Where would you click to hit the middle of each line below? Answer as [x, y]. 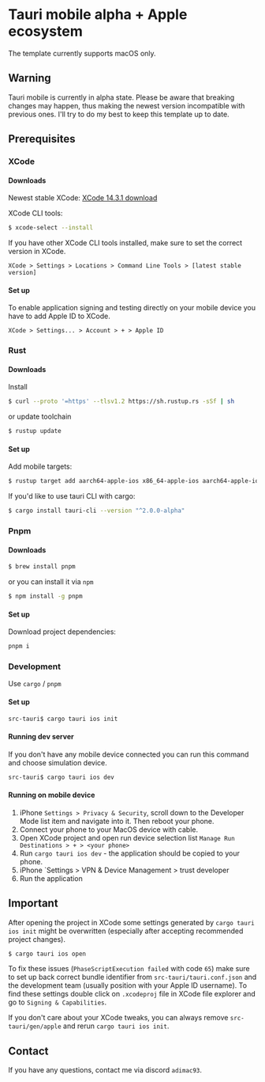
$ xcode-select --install [50, 228]
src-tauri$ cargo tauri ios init [63, 719]
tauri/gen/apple [35, 1027]
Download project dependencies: [62, 632]
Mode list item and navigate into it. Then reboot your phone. [117, 821]
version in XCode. [37, 252]
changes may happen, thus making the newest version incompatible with [127, 105]
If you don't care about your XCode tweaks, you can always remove [118, 1018]
